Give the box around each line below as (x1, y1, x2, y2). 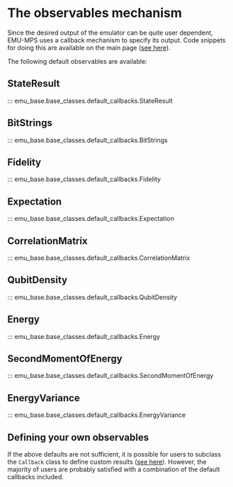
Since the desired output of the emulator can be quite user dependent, (7, 28, 214, 37)
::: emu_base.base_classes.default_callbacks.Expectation (7, 214, 175, 223)
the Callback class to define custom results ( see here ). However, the (7, 458, 207, 466)
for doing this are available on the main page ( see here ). (7, 43, 171, 52)
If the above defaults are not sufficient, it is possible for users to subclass (7, 450, 222, 459)
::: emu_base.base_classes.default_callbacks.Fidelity (7, 175, 161, 183)
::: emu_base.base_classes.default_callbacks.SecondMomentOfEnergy (7, 372, 214, 380)
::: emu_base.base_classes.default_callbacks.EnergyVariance (7, 411, 186, 419)
